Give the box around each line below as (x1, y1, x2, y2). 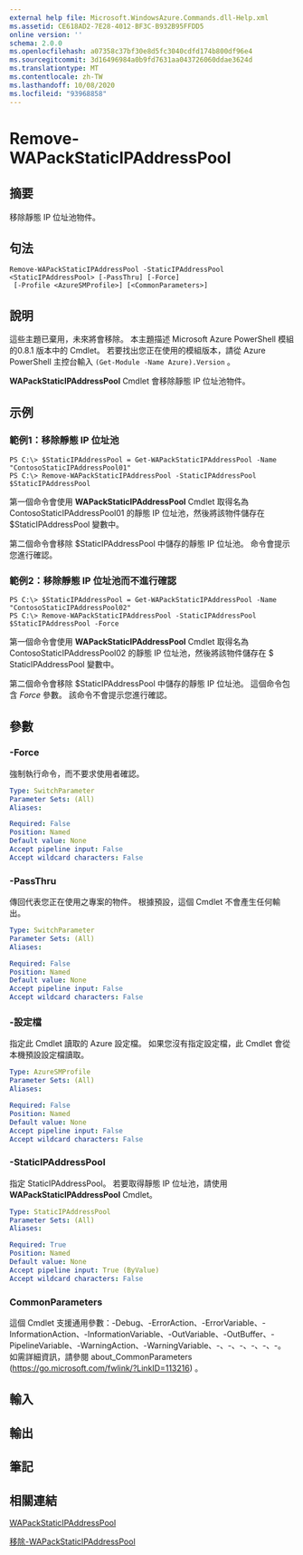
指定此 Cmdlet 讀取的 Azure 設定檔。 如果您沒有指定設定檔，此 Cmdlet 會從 (9, 1038, 291, 1049)
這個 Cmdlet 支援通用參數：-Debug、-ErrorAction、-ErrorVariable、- (9, 1317, 267, 1328)
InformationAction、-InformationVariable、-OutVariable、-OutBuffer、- (9, 1328, 275, 1339)
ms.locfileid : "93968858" (9, 89, 107, 98)
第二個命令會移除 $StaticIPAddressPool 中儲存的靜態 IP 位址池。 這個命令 (9, 678, 283, 689)
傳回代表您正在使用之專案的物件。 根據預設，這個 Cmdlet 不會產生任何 (9, 897, 273, 908)
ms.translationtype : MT (9, 64, 99, 73)
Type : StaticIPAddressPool (9, 1207, 111, 1216)
